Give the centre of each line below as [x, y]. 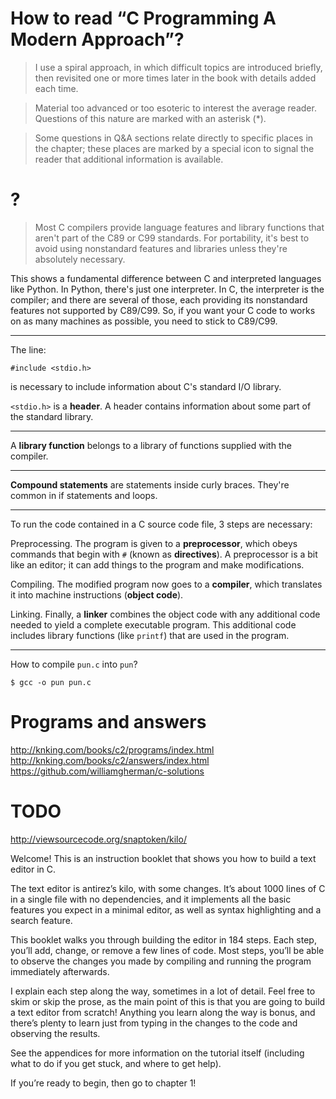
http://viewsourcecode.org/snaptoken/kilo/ [98, 839]
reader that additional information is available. [129, 159]
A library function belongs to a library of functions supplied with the [151, 445]
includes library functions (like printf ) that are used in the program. [150, 635]
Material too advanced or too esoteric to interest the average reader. [175, 108]
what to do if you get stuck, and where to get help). [116, 1063]
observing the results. [55, 1033]
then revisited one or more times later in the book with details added [175, 78]
